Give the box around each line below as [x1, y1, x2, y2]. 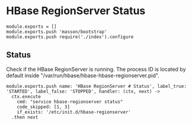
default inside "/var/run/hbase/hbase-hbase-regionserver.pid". [6, 72, 160, 79]
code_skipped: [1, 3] [17, 104, 70, 110]
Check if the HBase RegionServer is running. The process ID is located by [6, 65, 186, 73]
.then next [11, 114, 39, 120]
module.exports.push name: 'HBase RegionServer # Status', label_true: [6, 83, 187, 89]
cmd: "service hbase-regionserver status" [17, 98, 123, 104]
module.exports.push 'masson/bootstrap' [6, 28, 108, 35]
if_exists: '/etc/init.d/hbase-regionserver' [17, 109, 132, 115]
